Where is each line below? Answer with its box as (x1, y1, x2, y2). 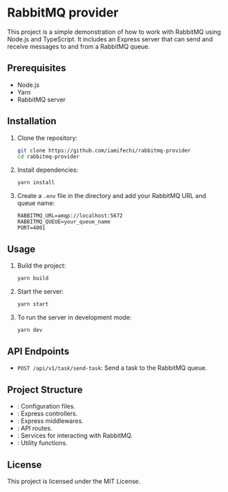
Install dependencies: (17, 166, 79, 174)
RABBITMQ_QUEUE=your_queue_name (17, 219, 111, 226)
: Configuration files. (17, 402, 76, 411)
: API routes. (17, 424, 53, 433)
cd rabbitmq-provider (17, 153, 79, 160)
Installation (7, 115, 57, 127)
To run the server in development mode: (17, 313, 132, 322)
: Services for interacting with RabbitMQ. (17, 431, 133, 440)
